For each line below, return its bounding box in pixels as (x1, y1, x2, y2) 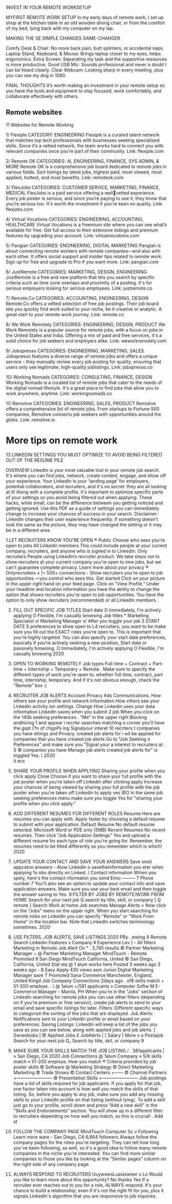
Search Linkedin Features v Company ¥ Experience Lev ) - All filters (13, 939, 156, 945)
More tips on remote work (6, 435, 118, 446)
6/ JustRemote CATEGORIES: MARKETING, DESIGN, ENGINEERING (6, 269, 147, 275)
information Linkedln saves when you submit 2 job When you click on (13, 709, 160, 715)
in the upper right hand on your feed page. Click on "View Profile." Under (6, 580, 160, 587)
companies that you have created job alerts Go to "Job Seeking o (13, 736, 150, 742)
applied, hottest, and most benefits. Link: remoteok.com (6, 174, 124, 180)
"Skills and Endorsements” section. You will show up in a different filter (13, 1107, 163, 1114)
